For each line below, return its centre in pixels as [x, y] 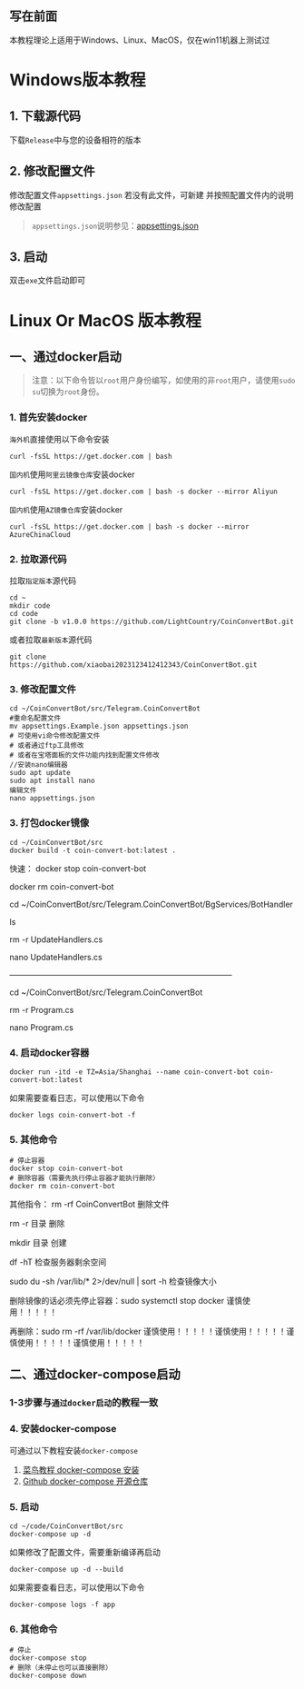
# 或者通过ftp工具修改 [47, 746]
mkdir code [30, 606]
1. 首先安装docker [49, 418]
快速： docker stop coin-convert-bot [78, 868]
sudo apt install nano [52, 781]
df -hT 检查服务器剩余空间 [58, 1262]
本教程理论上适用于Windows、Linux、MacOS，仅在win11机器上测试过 [140, 40]
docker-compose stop [49, 1658]
